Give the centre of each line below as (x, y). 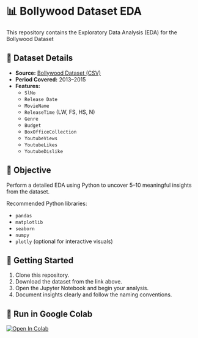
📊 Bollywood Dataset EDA (74, 11)
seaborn (25, 229)
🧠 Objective (29, 171)
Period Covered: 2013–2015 (50, 79)
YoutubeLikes (41, 145)
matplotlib (29, 222)
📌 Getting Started (40, 260)
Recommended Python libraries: (47, 203)
